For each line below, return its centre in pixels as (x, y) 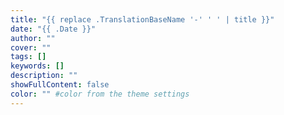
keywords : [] (37, 66)
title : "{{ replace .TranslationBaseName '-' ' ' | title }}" (142, 19)
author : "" (33, 38)
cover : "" (31, 47)
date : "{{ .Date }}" (53, 29)
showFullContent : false (60, 85)
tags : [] (28, 57)
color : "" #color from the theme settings (100, 94)
